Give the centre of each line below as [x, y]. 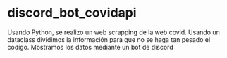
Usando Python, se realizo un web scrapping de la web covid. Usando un [114, 32]
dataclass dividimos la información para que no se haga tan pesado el [109, 39]
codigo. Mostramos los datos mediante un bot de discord [91, 47]
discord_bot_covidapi [72, 13]
